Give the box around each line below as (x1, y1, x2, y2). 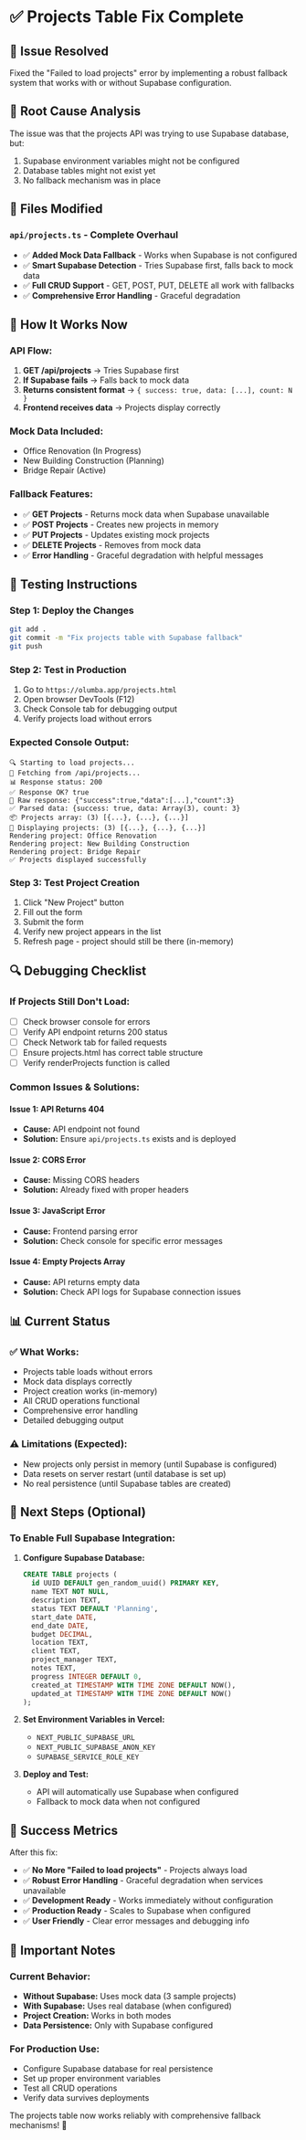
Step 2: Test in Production (9, 664, 127, 677)
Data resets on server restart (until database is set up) (22, 1468, 227, 1479)
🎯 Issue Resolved (9, 43, 110, 58)
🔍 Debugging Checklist (9, 964, 147, 979)
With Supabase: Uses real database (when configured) (22, 2000, 233, 2011)
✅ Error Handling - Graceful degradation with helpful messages (22, 550, 264, 561)
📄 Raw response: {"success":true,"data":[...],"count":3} (9, 796, 235, 805)
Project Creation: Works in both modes (22, 2009, 172, 2020)
